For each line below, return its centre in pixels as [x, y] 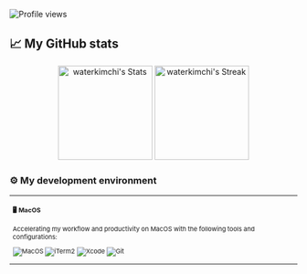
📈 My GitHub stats [64, 44]
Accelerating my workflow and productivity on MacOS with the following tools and [134, 228]
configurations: [35, 237]
